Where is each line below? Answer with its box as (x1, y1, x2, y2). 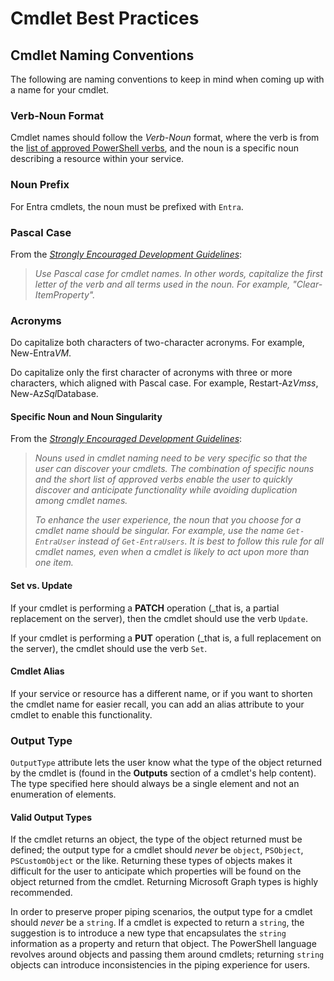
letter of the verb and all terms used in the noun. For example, (34, 278, 291, 290)
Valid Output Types (10, 811, 92, 823)
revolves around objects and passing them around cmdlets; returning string (10, 948, 325, 961)
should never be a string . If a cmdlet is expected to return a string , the (10, 917, 305, 929)
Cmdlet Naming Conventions (10, 47, 195, 64)
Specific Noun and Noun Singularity (10, 410, 163, 422)
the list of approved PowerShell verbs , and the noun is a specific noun (10, 142, 300, 154)
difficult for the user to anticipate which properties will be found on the (10, 865, 302, 877)
